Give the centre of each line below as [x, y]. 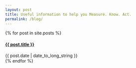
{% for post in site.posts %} [33, 33]
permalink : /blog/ [24, 19]
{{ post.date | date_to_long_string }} [42, 56]
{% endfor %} [19, 61]
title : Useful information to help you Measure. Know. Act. [68, 14]
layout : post [19, 10]
